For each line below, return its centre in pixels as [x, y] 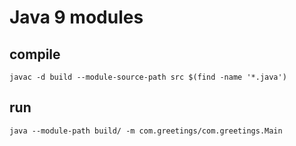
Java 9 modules [76, 17]
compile [35, 54]
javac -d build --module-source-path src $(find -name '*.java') [148, 77]
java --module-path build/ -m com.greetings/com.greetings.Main [146, 131]
